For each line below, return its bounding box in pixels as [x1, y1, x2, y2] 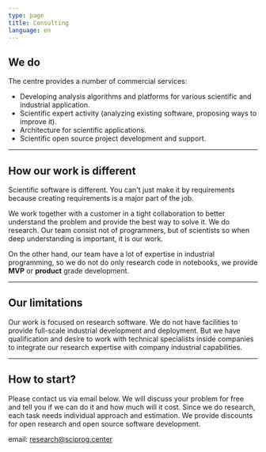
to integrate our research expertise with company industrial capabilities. [8, 342, 243, 352]
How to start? [8, 373, 77, 386]
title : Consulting [8, 19, 69, 27]
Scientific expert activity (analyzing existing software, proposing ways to [19, 108, 257, 119]
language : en [8, 26, 51, 34]
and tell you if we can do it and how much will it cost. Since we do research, [8, 402, 256, 412]
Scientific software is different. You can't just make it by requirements [8, 185, 235, 194]
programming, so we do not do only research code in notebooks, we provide [8, 258, 258, 267]
